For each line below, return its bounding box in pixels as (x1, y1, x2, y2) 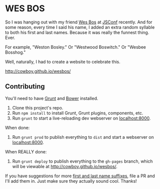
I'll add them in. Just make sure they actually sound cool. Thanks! (5, 178, 137, 184)
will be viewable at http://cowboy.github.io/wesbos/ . (12, 163, 117, 169)
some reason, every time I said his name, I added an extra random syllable (5, 24, 155, 30)
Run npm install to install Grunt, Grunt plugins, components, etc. (12, 110, 143, 116)
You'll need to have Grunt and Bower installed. (5, 95, 98, 101)
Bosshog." (5, 49, 26, 55)
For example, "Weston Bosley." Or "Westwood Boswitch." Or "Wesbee (5, 44, 146, 50)
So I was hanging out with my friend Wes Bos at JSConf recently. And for (5, 19, 153, 25)
